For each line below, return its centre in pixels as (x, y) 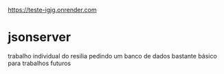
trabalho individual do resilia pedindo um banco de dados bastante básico (112, 56)
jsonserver (40, 37)
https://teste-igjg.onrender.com (52, 10)
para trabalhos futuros (40, 63)
